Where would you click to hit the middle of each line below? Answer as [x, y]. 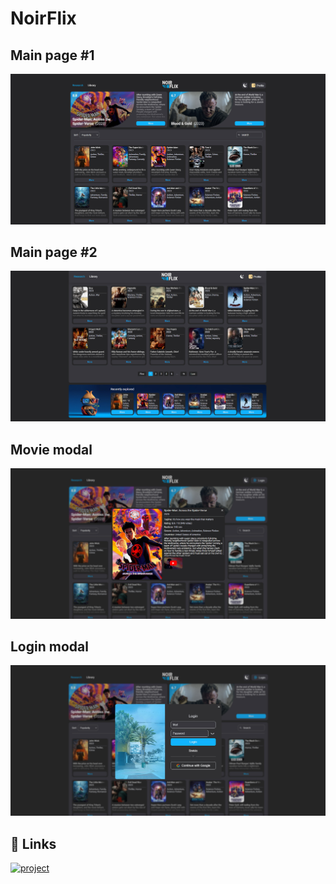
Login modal [49, 647]
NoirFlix [43, 18]
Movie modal [51, 449]
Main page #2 [54, 252]
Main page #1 [52, 55]
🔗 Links [33, 843]
